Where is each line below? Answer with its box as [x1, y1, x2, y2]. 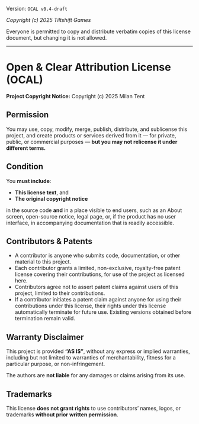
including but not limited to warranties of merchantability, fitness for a [6, 354, 176, 361]
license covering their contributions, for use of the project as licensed [14, 271, 185, 278]
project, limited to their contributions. [14, 290, 105, 297]
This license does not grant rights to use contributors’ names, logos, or [6, 405, 181, 412]
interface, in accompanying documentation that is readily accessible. [6, 219, 175, 226]
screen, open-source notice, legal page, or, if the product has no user [6, 213, 176, 220]
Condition [6, 162, 43, 172]
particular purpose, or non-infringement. [6, 361, 105, 368]
